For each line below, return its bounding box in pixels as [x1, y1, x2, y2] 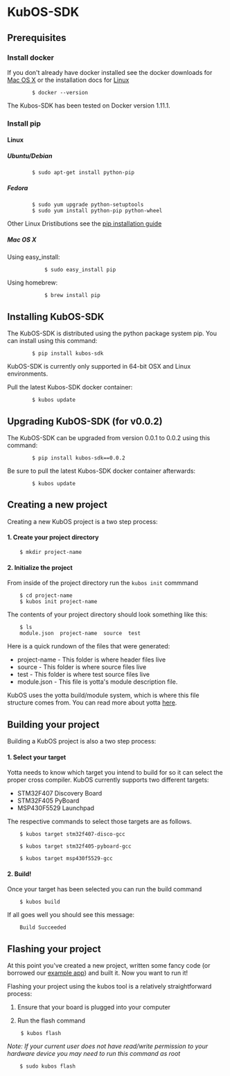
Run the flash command [17, 1016, 85, 1025]
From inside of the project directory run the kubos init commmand [7, 579, 199, 587]
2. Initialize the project [7, 563, 73, 571]
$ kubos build [19, 898, 60, 906]
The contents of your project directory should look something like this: [7, 610, 208, 619]
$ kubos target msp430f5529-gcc [19, 855, 113, 862]
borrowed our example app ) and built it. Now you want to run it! [7, 969, 188, 977]
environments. [7, 369, 48, 378]
